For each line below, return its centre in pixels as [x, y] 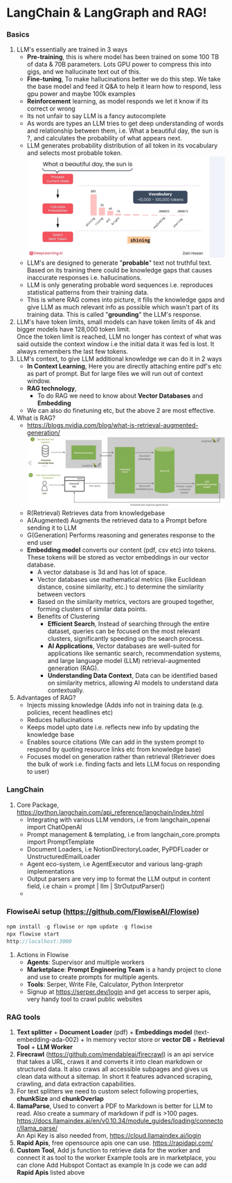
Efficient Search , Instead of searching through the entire [128, 624]
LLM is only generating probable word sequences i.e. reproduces [120, 285]
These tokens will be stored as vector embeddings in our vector [118, 557]
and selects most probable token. [74, 153]
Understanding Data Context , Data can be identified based [133, 676]
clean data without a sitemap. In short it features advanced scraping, [114, 1076]
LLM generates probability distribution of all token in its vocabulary [122, 146]
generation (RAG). [73, 668]
